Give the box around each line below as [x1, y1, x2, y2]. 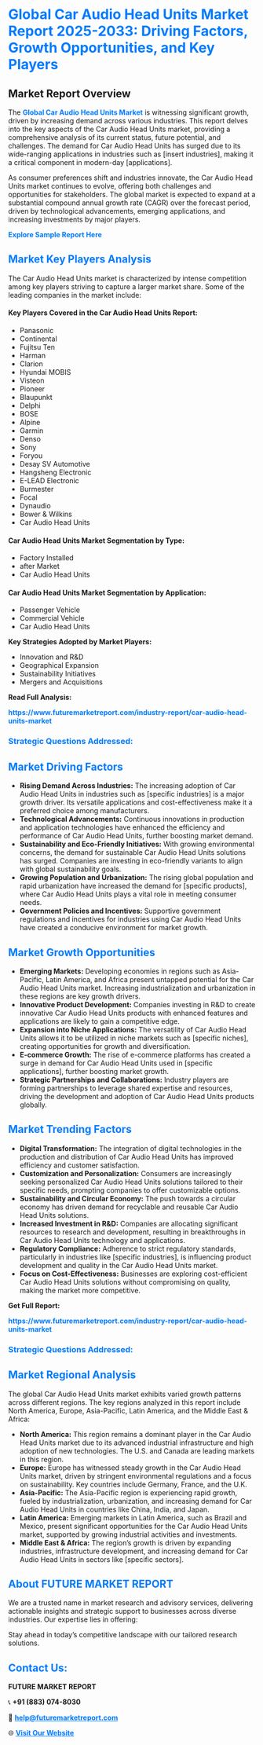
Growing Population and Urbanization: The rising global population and [19, 873, 254, 882]
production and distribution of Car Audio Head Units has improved [19, 1152, 234, 1161]
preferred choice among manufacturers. [19, 806, 150, 816]
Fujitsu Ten [19, 343, 56, 352]
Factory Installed [19, 553, 75, 563]
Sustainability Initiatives [19, 669, 97, 679]
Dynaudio [19, 501, 51, 511]
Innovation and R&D [19, 652, 84, 662]
